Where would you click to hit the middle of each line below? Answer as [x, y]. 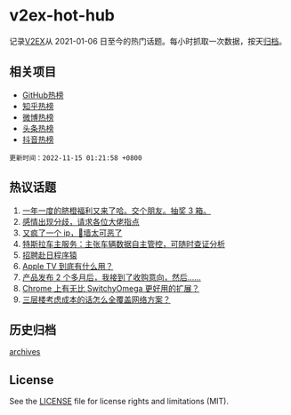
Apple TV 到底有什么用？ [68, 266]
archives [25, 352]
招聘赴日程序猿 [49, 255]
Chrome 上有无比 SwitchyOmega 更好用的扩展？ [111, 288]
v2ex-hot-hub [62, 16]
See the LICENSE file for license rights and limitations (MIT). [119, 402]
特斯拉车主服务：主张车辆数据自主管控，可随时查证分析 [123, 243]
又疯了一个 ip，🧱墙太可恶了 [72, 233]
